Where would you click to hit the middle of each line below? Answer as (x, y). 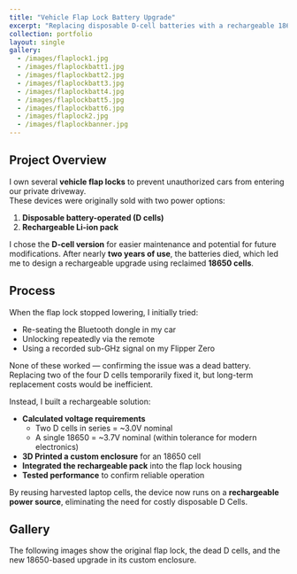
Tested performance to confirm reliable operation (113, 475)
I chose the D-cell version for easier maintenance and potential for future (143, 244)
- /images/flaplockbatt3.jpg (71, 83)
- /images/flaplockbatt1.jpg (71, 67)
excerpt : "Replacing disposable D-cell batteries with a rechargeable (142, 26)
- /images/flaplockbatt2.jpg (71, 75)
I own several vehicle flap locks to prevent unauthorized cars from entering (147, 182)
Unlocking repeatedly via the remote (88, 338)
